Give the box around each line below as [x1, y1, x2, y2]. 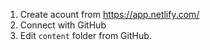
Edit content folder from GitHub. [19, 30, 152, 41]
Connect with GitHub [19, 19, 107, 31]
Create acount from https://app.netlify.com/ [19, 9, 200, 20]
